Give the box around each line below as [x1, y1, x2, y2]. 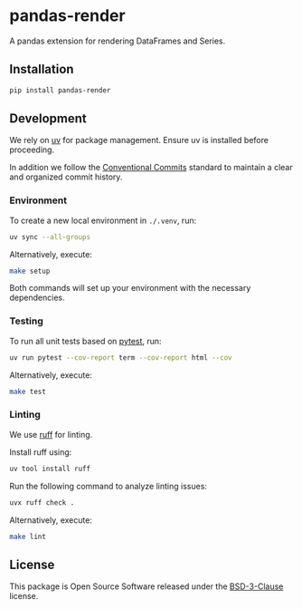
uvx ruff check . [9, 498, 75, 507]
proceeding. [9, 144, 55, 155]
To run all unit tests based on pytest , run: [9, 335, 162, 346]
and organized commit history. [9, 171, 123, 182]
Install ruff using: [9, 446, 72, 458]
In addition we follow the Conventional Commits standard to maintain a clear [9, 162, 293, 173]
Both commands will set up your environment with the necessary [9, 283, 251, 294]
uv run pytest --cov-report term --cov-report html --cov [9, 353, 232, 362]
